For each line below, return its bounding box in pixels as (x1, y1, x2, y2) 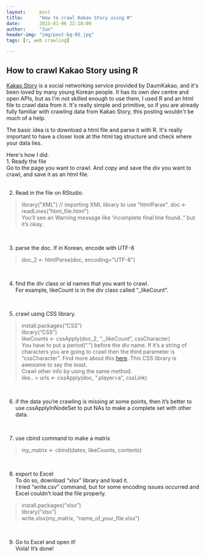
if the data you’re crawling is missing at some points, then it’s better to (15, 398, 192, 405)
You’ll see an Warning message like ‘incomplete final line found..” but (21, 214, 195, 221)
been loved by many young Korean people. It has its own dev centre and (6, 88, 188, 96)
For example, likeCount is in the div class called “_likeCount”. (15, 286, 169, 294)
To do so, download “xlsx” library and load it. (15, 476, 129, 484)
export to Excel (15, 470, 54, 477)
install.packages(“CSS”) (21, 322, 83, 329)
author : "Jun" (6, 26, 53, 32)
